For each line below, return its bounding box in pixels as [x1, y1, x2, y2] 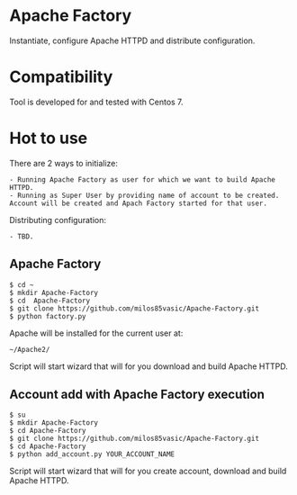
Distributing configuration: [9, 214, 106, 225]
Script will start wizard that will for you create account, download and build [9, 465, 287, 477]
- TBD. [9, 231, 34, 241]
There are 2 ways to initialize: [9, 157, 119, 168]
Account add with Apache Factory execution [9, 387, 265, 402]
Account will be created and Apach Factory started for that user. [9, 199, 268, 208]
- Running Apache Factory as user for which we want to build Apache [9, 175, 276, 184]
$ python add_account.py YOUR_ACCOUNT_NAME [9, 450, 175, 459]
